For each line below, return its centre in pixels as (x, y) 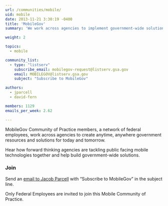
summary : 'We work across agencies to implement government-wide (74, 28)
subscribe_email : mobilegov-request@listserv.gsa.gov (71, 69)
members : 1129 (20, 106)
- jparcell (21, 92)
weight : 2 (15, 37)
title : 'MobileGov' (25, 24)
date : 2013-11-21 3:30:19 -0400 (39, 19)
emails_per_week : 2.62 (29, 110)
